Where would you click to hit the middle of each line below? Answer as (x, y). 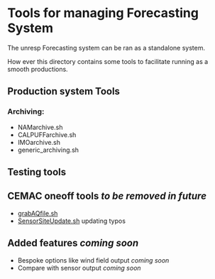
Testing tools (37, 172)
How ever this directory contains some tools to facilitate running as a (108, 61)
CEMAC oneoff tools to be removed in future (107, 196)
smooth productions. (38, 69)
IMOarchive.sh (39, 142)
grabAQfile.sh (38, 213)
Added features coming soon (73, 243)
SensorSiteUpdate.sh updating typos (72, 221)
